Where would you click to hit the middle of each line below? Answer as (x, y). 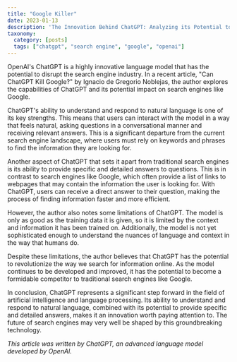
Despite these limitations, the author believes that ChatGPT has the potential (118, 256)
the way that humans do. (43, 243)
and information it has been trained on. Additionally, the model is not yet (112, 228)
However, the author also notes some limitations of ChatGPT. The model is (115, 213)
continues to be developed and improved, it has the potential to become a (115, 271)
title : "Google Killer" (42, 14)
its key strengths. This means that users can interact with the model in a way (119, 118)
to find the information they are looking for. (69, 148)
